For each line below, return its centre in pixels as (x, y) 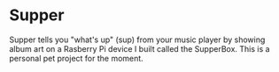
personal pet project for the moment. (76, 58)
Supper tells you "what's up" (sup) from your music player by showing (137, 40)
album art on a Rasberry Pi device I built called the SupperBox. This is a (139, 48)
